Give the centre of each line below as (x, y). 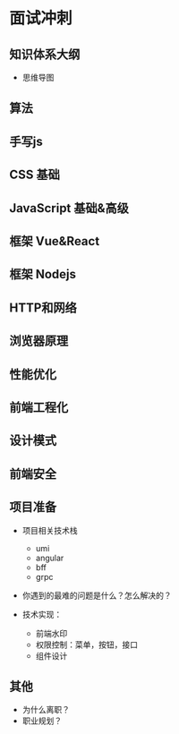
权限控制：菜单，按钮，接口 (87, 644)
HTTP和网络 (43, 307)
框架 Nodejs (43, 274)
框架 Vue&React (55, 241)
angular (50, 558)
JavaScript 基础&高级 (69, 208)
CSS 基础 (35, 175)
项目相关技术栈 (50, 530)
